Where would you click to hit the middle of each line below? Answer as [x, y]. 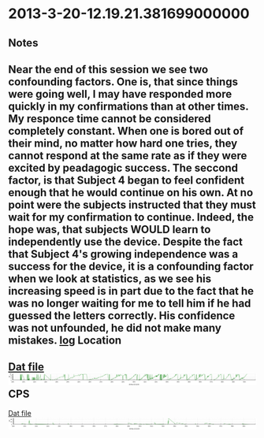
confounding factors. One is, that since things [123, 82]
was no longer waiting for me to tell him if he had [130, 303]
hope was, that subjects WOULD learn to [110, 229]
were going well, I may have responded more [120, 94]
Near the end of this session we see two [108, 69]
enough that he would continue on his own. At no [131, 193]
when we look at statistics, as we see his [110, 278]
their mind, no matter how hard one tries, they [123, 143]
